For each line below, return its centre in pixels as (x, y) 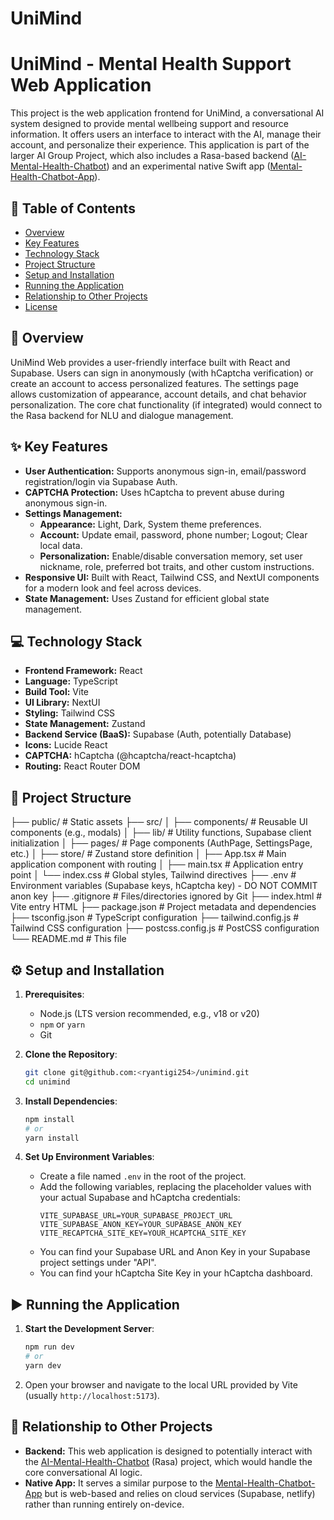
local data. (61, 545)
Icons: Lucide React (66, 745)
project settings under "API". (98, 1263)
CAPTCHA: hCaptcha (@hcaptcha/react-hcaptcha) (130, 756)
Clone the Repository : (71, 1054)
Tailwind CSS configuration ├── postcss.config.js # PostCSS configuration (165, 928)
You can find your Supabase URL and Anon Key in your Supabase (175, 1252)
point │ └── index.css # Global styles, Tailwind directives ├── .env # (153, 875)
